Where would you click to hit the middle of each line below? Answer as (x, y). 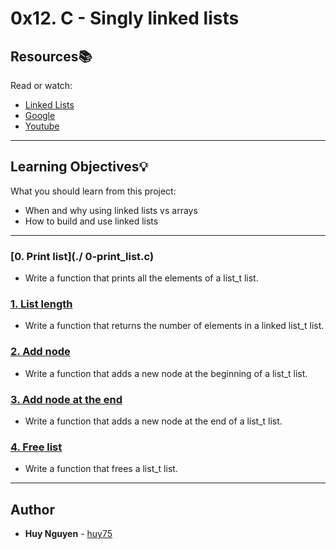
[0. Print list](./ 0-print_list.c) (82, 256)
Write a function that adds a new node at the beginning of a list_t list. (166, 373)
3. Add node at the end (66, 399)
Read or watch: (41, 85)
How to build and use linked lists (91, 221)
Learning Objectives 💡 (79, 167)
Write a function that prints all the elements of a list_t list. (141, 278)
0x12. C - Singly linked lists (125, 18)
